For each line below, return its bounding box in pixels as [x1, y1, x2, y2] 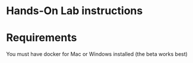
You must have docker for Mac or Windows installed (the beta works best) [6, 51, 188, 58]
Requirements [6, 31, 77, 45]
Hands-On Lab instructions [6, 4, 143, 18]
